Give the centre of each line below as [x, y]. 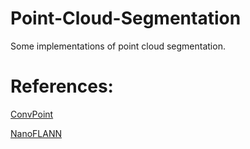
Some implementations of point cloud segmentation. [118, 46]
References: [62, 86]
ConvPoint [32, 114]
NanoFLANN [36, 133]
